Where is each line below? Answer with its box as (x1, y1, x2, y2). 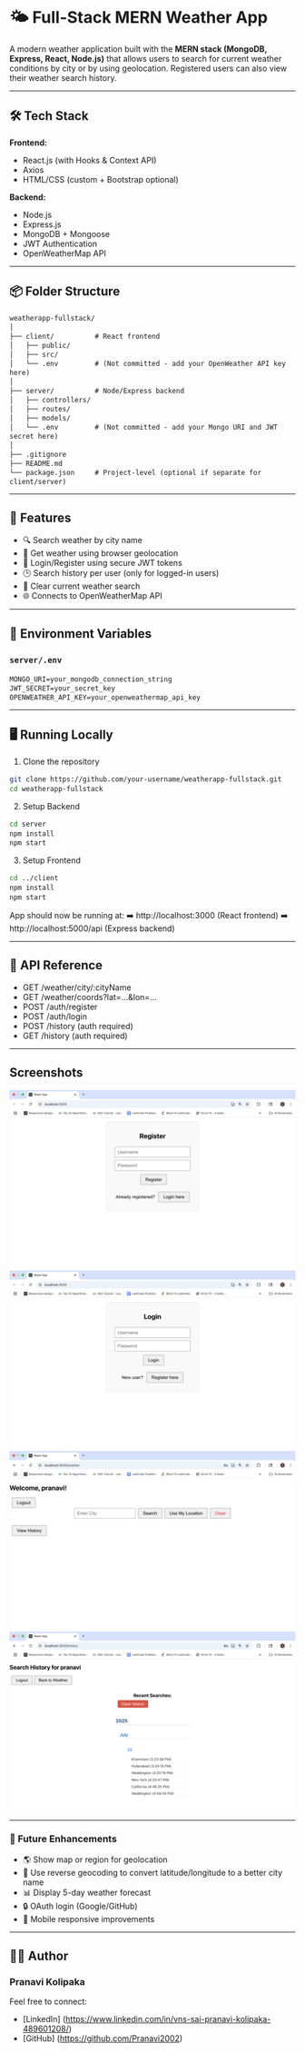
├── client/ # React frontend (9, 332, 161, 341)
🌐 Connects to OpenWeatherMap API (22, 590, 162, 601)
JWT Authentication (22, 238, 98, 249)
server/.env (9, 655, 63, 665)
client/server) (9, 477, 67, 486)
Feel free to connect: (9, 1996, 88, 2008)
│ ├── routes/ (9, 404, 71, 413)
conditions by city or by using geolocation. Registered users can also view (9, 63, 288, 74)
